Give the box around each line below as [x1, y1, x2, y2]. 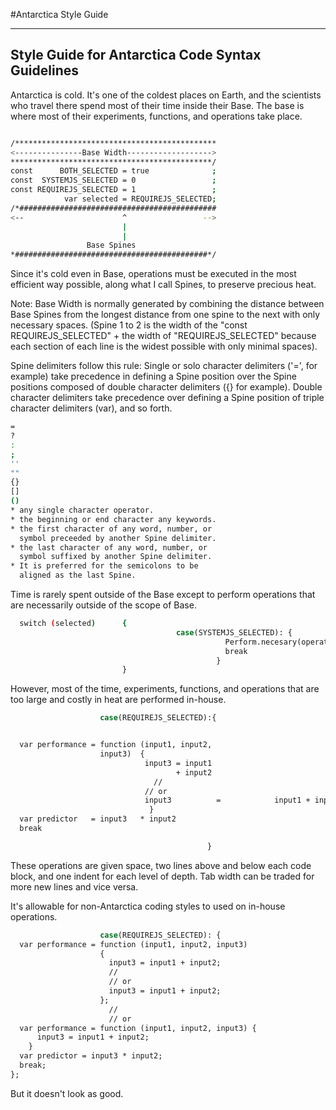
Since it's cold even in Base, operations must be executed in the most [10, 268, 297, 280]
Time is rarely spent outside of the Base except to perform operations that [10, 589, 316, 601]
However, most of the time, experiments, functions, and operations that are [10, 683, 320, 695]
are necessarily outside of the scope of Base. [10, 599, 197, 611]
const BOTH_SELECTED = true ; [10, 166, 217, 176]
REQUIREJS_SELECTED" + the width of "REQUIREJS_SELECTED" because [10, 330, 317, 342]
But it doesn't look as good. [10, 1087, 124, 1099]
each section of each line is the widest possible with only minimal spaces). [10, 340, 318, 353]
